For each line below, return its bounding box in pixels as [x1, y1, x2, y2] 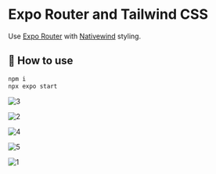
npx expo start [8, 82, 58, 90]
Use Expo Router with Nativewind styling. [8, 31, 142, 41]
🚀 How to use [8, 54, 74, 67]
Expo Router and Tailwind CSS [8, 5, 209, 24]
